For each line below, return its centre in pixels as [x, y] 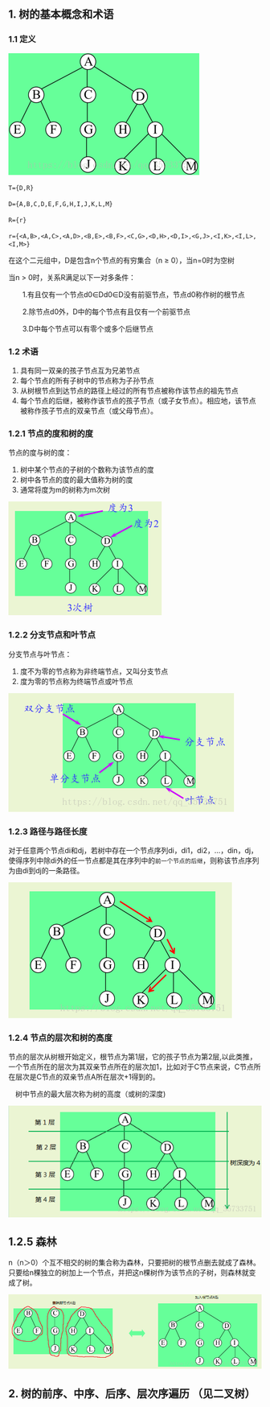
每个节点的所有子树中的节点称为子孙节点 [87, 380]
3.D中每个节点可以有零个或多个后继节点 [88, 328]
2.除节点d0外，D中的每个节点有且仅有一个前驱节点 [107, 312]
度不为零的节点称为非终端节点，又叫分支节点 [94, 671]
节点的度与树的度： [40, 452]
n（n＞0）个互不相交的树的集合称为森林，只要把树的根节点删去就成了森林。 [135, 1263]
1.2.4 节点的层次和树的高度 [60, 1038]
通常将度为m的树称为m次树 [65, 490]
